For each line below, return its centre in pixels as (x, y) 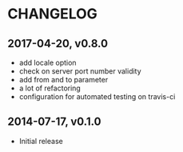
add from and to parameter (64, 80)
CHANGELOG (52, 14)
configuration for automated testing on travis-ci (97, 96)
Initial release (41, 141)
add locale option (48, 62)
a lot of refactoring (50, 88)
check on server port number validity (80, 71)
